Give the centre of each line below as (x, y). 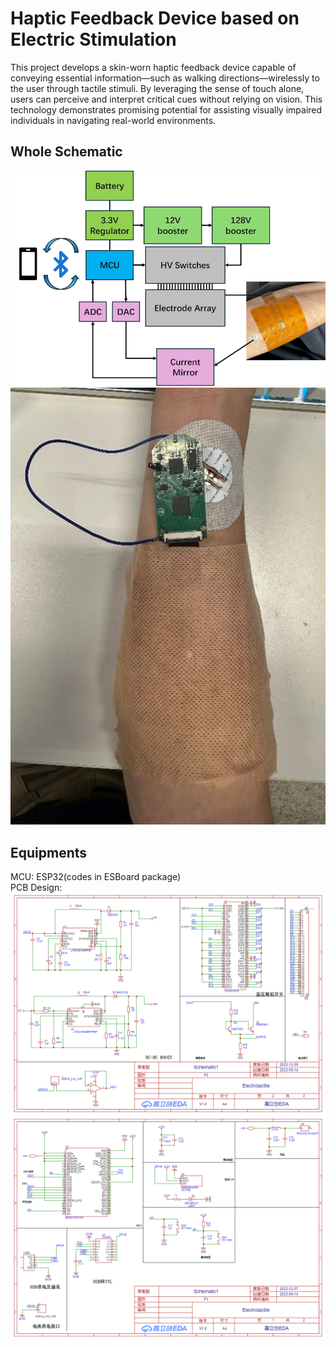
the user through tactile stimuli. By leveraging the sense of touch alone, (157, 88)
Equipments (49, 852)
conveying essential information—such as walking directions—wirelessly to (165, 78)
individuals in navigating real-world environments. (113, 120)
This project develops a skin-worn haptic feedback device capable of (153, 67)
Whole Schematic (66, 152)
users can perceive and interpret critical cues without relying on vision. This (166, 99)
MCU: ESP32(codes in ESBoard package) (96, 876)
